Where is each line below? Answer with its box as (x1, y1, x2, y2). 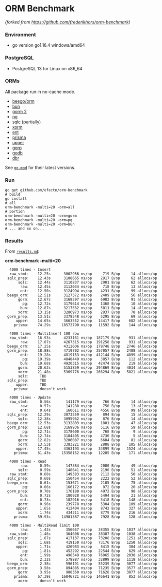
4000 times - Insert (9, 267, 51, 272)
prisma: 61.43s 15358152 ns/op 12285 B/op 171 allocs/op (14, 451, 158, 455)
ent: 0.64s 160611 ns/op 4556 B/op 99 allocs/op (20, 408, 158, 413)
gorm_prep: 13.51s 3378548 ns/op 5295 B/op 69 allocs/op (7, 314, 158, 319)
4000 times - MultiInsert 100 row (9, 331, 79, 336)
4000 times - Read (9, 459, 47, 464)
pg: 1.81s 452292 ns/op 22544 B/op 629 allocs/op (22, 549, 158, 553)
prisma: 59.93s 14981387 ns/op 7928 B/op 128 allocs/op (14, 514, 158, 519)
